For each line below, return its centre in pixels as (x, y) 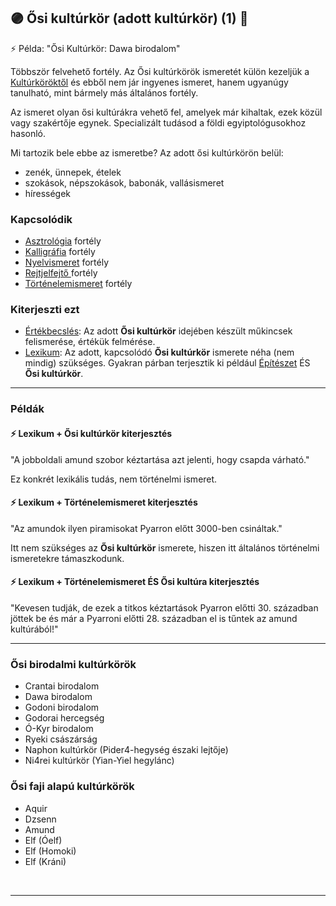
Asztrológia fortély (63, 241)
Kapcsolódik (41, 219)
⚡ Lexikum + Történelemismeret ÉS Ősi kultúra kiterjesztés (135, 582)
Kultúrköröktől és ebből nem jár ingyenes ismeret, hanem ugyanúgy (149, 82)
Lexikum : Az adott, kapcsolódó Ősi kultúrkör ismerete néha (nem (159, 352)
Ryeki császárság (61, 739)
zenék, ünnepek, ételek (73, 172)
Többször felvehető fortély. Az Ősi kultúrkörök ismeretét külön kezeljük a (160, 71)
